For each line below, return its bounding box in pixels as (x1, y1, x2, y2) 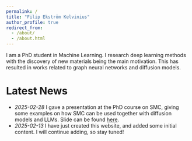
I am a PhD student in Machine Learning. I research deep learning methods (6, 52, 187, 58)
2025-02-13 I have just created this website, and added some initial (14, 122, 177, 129)
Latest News (6, 84, 68, 98)
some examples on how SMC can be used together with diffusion (14, 110, 172, 117)
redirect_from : (6, 24, 43, 31)
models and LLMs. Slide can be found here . (14, 116, 120, 123)
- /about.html (11, 36, 46, 41)
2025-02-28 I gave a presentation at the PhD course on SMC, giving (14, 103, 179, 111)
